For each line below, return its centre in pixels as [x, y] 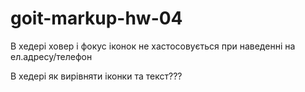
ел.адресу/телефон [51, 56]
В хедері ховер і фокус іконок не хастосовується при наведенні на [153, 46]
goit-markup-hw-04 [96, 18]
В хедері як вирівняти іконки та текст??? [96, 76]
